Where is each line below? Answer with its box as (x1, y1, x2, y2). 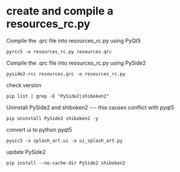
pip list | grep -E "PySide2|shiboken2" (6, 93, 110, 99)
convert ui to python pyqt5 (6, 126, 72, 133)
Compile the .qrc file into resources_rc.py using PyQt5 (6, 37, 141, 44)
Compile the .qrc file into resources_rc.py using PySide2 (6, 59, 146, 66)
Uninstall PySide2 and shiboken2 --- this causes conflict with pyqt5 (6, 104, 175, 111)
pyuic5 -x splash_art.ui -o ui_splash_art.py (6, 138, 123, 144)
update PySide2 (6, 148, 47, 155)
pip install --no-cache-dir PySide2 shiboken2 (6, 160, 126, 166)
